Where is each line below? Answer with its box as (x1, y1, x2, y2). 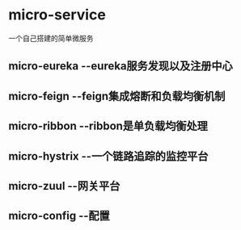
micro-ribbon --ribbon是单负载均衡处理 (8, 119, 209, 133)
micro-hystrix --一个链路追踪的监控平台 (8, 149, 209, 163)
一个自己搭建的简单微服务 (8, 33, 94, 43)
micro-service (8, 6, 107, 24)
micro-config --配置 (8, 209, 111, 223)
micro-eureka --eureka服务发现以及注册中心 (8, 59, 233, 73)
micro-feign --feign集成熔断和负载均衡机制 (8, 89, 226, 102)
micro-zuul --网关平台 (8, 179, 120, 193)
